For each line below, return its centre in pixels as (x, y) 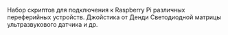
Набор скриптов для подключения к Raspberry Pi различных (96, 10)
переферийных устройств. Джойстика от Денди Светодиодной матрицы (114, 17)
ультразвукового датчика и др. (53, 24)
